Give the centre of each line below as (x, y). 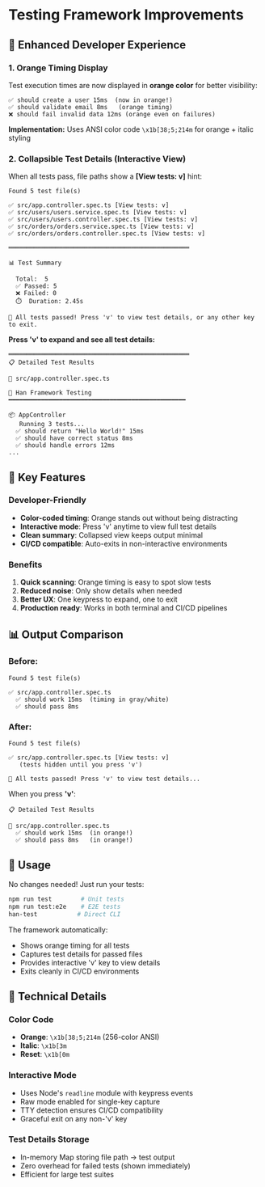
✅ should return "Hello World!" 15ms (80, 431)
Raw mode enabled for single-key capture (90, 1101)
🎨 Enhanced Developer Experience (97, 45)
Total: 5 (32, 279)
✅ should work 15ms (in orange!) (74, 833)
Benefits (25, 564)
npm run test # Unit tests (67, 899)
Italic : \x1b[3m (43, 1045)
